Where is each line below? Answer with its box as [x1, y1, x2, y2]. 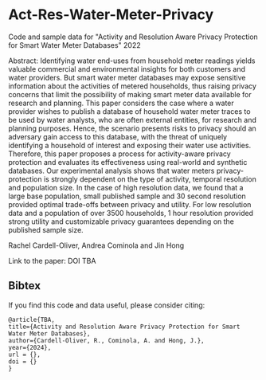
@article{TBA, [8, 315, 56, 323]
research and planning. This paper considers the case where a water [8, 98, 235, 108]
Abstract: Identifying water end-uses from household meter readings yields [8, 56, 256, 65]
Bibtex [8, 279, 41, 292]
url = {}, [8, 351, 41, 358]
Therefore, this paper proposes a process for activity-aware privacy [8, 149, 231, 159]
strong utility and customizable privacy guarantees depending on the [8, 217, 235, 226]
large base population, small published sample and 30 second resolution [8, 191, 247, 201]
